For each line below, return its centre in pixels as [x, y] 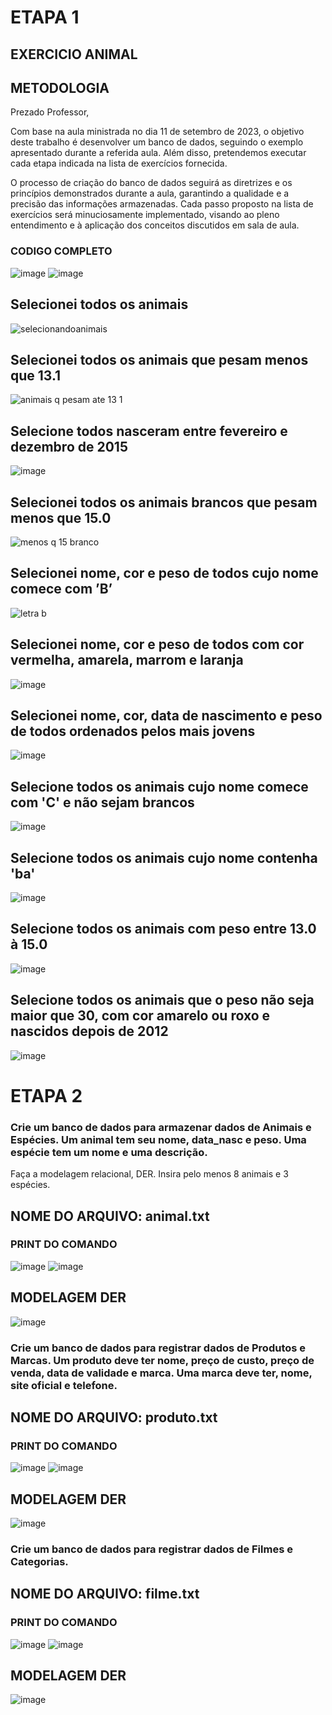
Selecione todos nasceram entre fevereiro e [149, 431]
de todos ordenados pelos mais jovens [133, 731]
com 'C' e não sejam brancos [102, 802]
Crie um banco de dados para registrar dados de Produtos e [158, 1348]
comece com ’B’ [61, 589]
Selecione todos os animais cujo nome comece [159, 786]
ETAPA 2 [46, 1095]
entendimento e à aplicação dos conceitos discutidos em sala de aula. [155, 225]
